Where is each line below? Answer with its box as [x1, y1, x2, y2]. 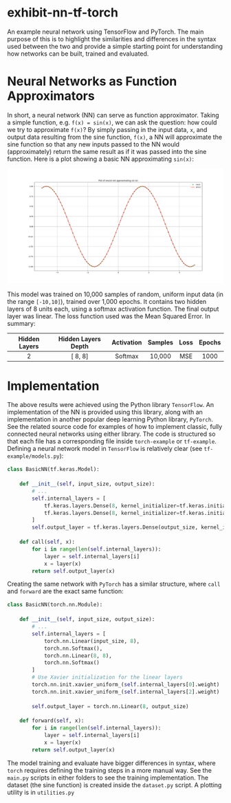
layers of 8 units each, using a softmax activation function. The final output [7, 305, 219, 313]
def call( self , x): [19, 538, 76, 546]
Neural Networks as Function [7, 74, 177, 89]
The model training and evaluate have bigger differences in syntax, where [7, 758, 216, 767]
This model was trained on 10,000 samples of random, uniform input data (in [7, 290, 223, 298]
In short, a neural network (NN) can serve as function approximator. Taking [7, 111, 219, 119]
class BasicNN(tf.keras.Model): [7, 466, 100, 473]
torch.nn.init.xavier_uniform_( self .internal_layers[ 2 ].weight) [32, 688, 220, 695]
